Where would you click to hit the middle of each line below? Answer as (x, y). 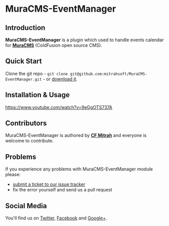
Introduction (25, 28)
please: (13, 175)
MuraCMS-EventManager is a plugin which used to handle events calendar (84, 40)
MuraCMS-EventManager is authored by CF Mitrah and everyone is (76, 135)
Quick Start (24, 61)
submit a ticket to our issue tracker (49, 184)
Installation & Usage (38, 95)
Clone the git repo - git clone (37, 73)
